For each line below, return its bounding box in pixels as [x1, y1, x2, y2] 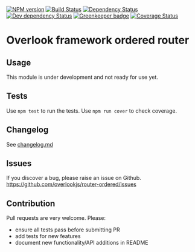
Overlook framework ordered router [6, 33, 190, 47]
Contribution [6, 198, 56, 208]
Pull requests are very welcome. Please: [6, 214, 106, 222]
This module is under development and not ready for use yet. [6, 73, 159, 81]
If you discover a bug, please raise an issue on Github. [6, 174, 142, 182]
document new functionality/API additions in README [14, 239, 149, 247]
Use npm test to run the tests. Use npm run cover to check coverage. [6, 107, 177, 114]
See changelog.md [6, 141, 53, 148]
